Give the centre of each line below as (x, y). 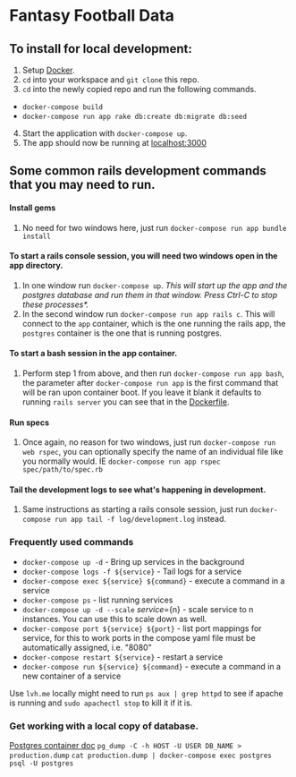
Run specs (30, 423)
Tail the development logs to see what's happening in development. (138, 490)
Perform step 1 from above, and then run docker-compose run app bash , (153, 373)
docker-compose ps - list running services (97, 600)
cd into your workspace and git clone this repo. (110, 80)
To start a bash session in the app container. (93, 354)
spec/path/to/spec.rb (62, 470)
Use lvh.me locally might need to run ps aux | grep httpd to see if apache (146, 693)
